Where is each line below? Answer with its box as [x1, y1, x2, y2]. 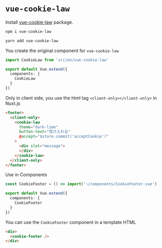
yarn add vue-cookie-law [5, 38, 58, 43]
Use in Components [5, 172, 47, 178]
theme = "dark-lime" [18, 124, 58, 129]
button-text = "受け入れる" [18, 129, 71, 134]
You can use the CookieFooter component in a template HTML [5, 219, 136, 225]
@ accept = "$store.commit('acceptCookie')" [18, 134, 109, 139]
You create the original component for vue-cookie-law [5, 48, 119, 54]
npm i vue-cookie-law [5, 29, 52, 34]
